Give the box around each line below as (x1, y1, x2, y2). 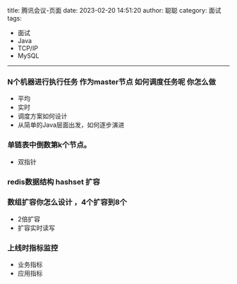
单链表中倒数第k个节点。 (7, 140, 92, 150)
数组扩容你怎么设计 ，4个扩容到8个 (7, 197, 127, 207)
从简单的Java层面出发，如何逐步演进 (17, 121, 125, 129)
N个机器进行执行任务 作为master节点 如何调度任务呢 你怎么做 (7, 77, 217, 87)
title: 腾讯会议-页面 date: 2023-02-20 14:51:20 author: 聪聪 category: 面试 (7, 6, 221, 14)
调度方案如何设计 (17, 112, 68, 121)
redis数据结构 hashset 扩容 (7, 177, 100, 187)
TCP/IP (17, 44, 39, 52)
